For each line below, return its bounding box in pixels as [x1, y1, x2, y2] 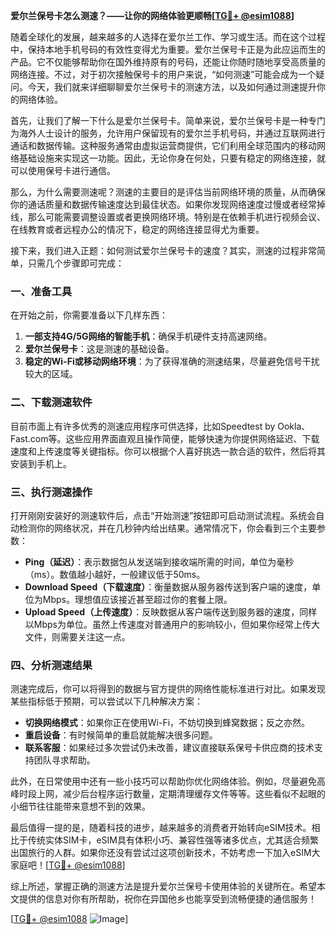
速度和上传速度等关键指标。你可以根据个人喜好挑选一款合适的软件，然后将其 [10, 445, 326, 457]
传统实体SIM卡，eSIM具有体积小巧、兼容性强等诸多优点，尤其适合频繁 [27, 834, 319, 846]
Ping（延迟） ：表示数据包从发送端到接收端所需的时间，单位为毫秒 [24, 555, 295, 568]
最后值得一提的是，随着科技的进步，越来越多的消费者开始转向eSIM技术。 [10, 822, 312, 834]
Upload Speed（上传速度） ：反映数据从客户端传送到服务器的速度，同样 [24, 605, 318, 618]
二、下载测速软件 [10, 395, 93, 409]
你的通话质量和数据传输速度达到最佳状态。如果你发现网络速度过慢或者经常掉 [10, 199, 326, 210]
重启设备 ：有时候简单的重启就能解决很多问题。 [24, 729, 218, 741]
